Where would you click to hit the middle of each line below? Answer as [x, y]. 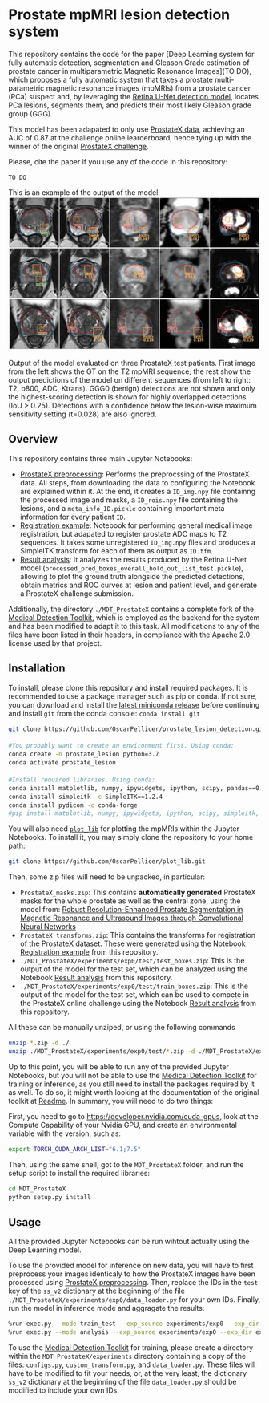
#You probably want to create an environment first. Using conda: [121, 746]
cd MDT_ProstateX [37, 1189]
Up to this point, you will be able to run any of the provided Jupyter [119, 1066]
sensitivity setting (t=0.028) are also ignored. [82, 414]
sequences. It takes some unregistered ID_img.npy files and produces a [138, 542]
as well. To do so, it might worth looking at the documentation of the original [134, 1092]
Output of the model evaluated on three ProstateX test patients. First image [132, 363]
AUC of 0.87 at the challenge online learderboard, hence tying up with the [130, 137]
